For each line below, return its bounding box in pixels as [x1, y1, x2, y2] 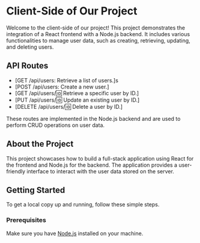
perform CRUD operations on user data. [6, 121, 105, 129]
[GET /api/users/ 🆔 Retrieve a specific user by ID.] [14, 89, 139, 97]
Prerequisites [6, 216, 46, 224]
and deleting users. [6, 43, 54, 51]
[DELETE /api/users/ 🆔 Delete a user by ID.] [14, 103, 123, 110]
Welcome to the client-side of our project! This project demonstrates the [6, 24, 185, 31]
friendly [6, 167, 26, 175]
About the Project [6, 139, 74, 149]
